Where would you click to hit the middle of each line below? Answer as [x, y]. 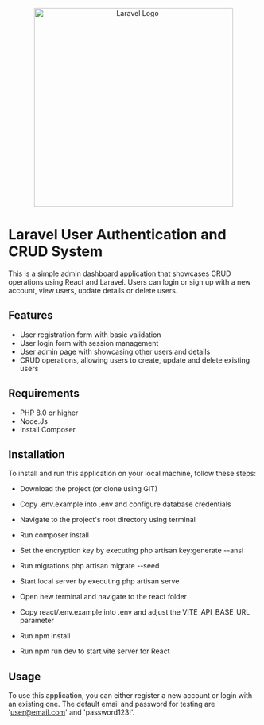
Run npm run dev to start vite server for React [95, 651]
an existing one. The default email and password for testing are [112, 704]
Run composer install [54, 535]
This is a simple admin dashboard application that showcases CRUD [120, 273]
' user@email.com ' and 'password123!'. [72, 712]
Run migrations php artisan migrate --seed [89, 566]
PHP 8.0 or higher [49, 413]
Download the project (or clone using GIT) [89, 489]
